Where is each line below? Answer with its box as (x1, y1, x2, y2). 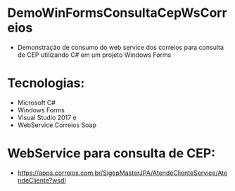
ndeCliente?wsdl (17, 176, 66, 184)
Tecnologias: (7, 75, 85, 91)
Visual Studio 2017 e (17, 113, 77, 121)
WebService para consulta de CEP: (7, 145, 216, 162)
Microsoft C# (17, 98, 56, 107)
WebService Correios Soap (17, 121, 96, 129)
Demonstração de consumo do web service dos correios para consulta (17, 43, 224, 51)
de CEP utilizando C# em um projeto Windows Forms (17, 51, 172, 59)
